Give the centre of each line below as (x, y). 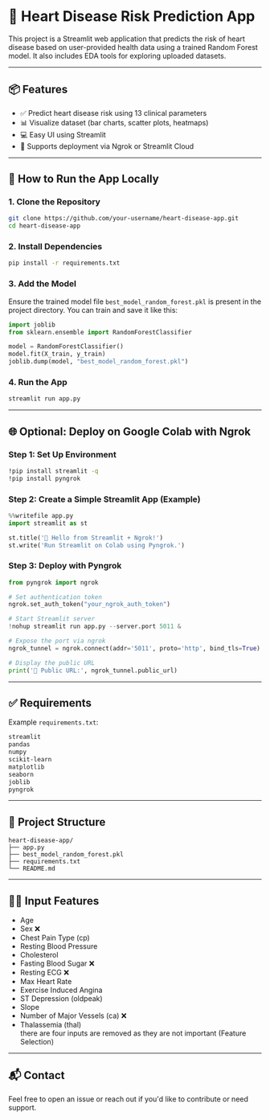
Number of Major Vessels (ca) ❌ (73, 1015)
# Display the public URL (51, 663)
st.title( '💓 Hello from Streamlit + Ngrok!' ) (86, 538)
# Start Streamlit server (51, 619)
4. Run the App (38, 382)
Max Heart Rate (46, 982)
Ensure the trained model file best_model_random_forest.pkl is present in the (135, 302)
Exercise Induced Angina (61, 990)
